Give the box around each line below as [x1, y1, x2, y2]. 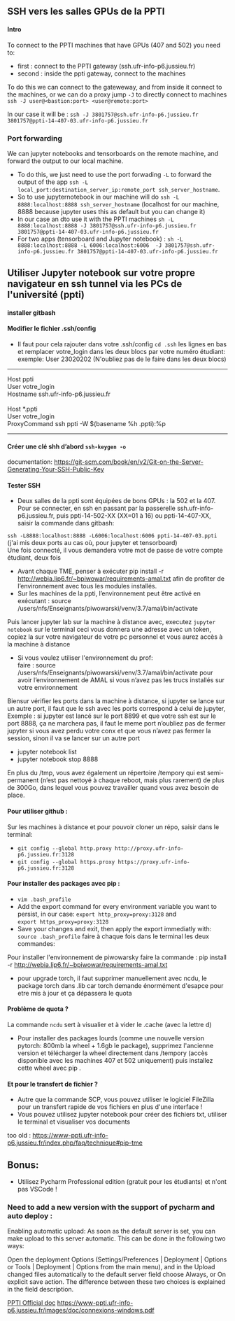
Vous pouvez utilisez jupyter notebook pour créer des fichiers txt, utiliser [17, 1110, 227, 1119]
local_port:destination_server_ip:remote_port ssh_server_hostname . [17, 185, 220, 193]
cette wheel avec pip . [17, 1064, 82, 1073]
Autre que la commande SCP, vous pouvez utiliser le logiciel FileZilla [17, 1095, 215, 1104]
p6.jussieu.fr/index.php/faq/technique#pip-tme [7, 1138, 143, 1147]
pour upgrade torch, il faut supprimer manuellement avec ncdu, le [17, 974, 208, 982]
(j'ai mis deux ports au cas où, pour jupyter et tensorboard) [7, 539, 178, 547]
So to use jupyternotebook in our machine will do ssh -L [17, 192, 180, 201]
